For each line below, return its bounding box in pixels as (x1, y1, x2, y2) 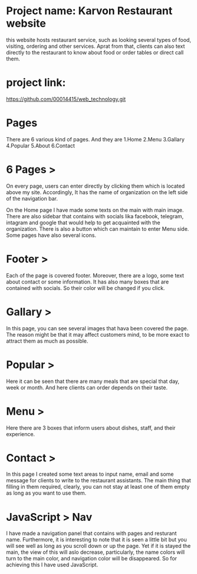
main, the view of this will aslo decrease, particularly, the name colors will (6, 549, 185, 556)
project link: (6, 76, 66, 89)
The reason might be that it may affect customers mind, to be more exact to (6, 331, 190, 338)
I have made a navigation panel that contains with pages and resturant (6, 530, 177, 537)
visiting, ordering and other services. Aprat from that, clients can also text (6, 43, 185, 50)
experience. (6, 430, 35, 437)
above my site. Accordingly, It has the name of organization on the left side (6, 188, 188, 196)
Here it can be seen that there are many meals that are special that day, (6, 378, 180, 385)
